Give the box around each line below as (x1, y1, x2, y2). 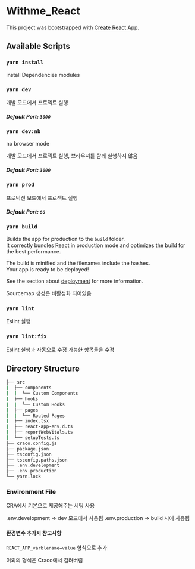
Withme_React (6, 4, 80, 18)
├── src (6, 379, 26, 385)
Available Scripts (6, 41, 70, 51)
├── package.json (6, 446, 49, 452)
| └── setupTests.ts (6, 435, 60, 441)
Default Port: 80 (6, 208, 46, 215)
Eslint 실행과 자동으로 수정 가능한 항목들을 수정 (6, 346, 115, 353)
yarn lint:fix (6, 333, 47, 340)
